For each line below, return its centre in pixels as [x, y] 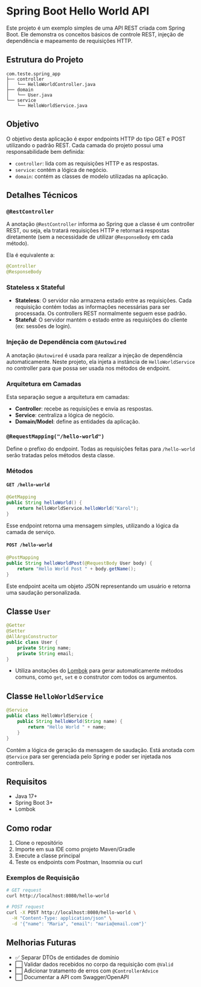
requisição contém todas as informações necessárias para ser [92, 307]
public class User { [32, 642]
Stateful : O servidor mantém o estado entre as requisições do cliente [101, 320]
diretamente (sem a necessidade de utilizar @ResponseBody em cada [90, 237]
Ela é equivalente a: [31, 255]
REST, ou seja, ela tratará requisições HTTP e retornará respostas [88, 231]
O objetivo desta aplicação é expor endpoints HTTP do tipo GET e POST [96, 139]
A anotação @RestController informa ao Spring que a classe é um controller [101, 224]
